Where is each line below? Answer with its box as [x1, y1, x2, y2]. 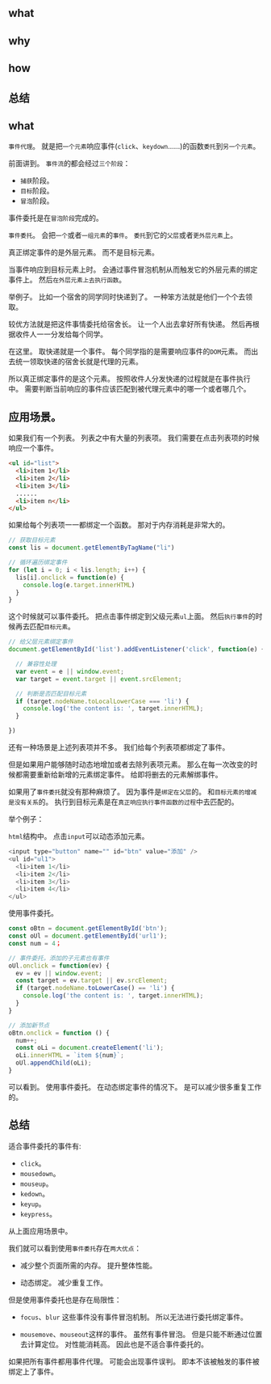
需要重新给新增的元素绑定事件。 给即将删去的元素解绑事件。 [22, 770, 223, 780]
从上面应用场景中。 [8, 1225, 73, 1236]
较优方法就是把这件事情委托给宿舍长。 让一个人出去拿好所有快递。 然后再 [8, 320, 252, 329]
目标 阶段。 [19, 186, 54, 196]
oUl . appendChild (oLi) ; [15, 1059, 92, 1067]
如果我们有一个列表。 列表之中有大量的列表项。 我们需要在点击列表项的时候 [8, 433, 260, 443]
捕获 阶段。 [19, 176, 54, 185]
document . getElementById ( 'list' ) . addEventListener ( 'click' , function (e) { [8, 645, 265, 654]
